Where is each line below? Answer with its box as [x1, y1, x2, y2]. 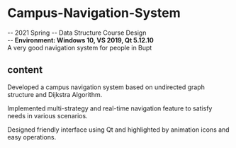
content [7, 64, 43, 76]
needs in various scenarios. [7, 111, 88, 120]
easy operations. [7, 132, 57, 141]
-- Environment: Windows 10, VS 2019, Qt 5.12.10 [7, 35, 154, 44]
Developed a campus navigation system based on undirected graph [7, 83, 206, 91]
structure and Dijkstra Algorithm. [7, 90, 103, 98]
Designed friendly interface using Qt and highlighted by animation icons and [7, 125, 230, 134]
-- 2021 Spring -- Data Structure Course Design [7, 28, 147, 37]
